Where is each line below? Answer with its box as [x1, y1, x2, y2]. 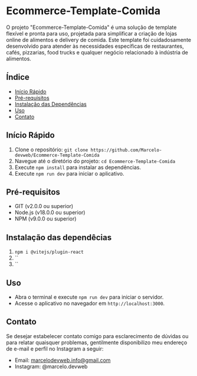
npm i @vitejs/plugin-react [14, 249, 84, 255]
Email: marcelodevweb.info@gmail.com [14, 356, 111, 364]
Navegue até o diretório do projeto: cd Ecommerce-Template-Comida [14, 157, 176, 164]
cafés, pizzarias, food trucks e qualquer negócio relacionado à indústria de [6, 48, 189, 56]
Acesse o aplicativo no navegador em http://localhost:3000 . [14, 300, 165, 307]
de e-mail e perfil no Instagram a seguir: [6, 345, 104, 352]
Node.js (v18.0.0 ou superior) [14, 209, 86, 216]
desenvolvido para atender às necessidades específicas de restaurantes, [6, 43, 184, 50]
